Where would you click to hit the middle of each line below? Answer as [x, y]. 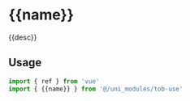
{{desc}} [23, 37]
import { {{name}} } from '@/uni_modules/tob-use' [96, 89]
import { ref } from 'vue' [54, 81]
